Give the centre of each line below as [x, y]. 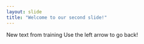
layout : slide [24, 12]
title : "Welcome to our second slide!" [57, 17]
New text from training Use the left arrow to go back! [72, 34]
